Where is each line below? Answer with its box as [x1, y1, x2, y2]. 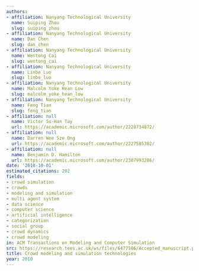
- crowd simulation [6, 179, 54, 185]
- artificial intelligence [6, 212, 73, 218]
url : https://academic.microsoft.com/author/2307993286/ [11, 157, 155, 163]
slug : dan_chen [11, 42, 49, 48]
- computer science [6, 207, 54, 213]
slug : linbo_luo [11, 75, 52, 80]
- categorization [6, 218, 49, 224]
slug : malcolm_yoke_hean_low [11, 91, 84, 97]
